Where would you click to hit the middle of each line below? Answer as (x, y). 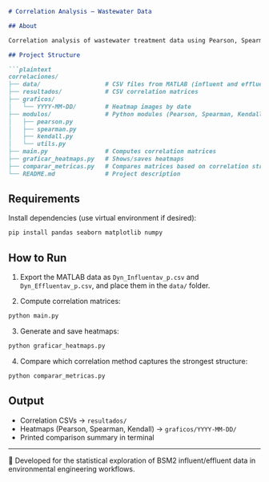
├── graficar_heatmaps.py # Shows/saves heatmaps (96, 159)
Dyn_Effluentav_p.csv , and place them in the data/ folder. (115, 286)
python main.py (34, 316)
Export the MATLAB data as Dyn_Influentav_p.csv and (109, 277)
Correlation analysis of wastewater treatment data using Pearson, (123, 40)
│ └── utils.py (37, 144)
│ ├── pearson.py (41, 122)
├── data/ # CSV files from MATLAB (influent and (123, 84)
